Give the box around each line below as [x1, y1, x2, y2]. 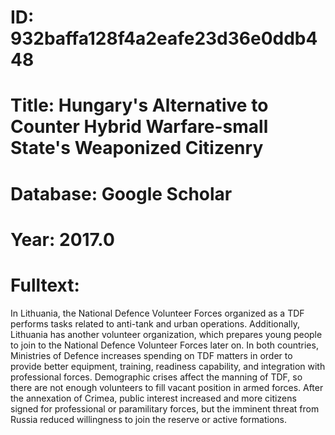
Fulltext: [10, 274, 80, 296]
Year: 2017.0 [10, 228, 115, 251]
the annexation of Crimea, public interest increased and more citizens [10, 392, 297, 404]
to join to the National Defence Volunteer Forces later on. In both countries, [10, 339, 319, 351]
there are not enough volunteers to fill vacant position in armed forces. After [10, 381, 324, 393]
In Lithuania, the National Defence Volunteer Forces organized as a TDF [10, 307, 305, 319]
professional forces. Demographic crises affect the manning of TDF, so [10, 371, 303, 383]
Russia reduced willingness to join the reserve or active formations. [10, 413, 288, 425]
